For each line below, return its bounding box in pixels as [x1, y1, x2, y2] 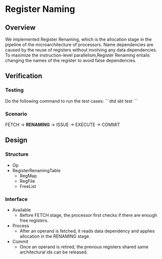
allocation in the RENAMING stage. [19, 233, 90, 239]
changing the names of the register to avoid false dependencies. [5, 58, 137, 63]
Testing [5, 87, 24, 94]
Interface [5, 195, 28, 202]
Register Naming [5, 3, 76, 15]
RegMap [19, 173, 37, 179]
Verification [5, 72, 42, 80]
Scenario [5, 110, 27, 117]
